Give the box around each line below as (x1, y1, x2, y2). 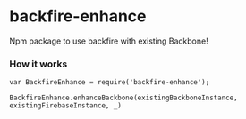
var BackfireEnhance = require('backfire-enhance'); (9, 78, 210, 87)
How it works (9, 58, 68, 70)
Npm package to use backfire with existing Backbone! (9, 36, 208, 46)
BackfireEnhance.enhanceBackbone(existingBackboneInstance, (9, 93, 239, 103)
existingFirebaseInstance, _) (9, 101, 123, 110)
